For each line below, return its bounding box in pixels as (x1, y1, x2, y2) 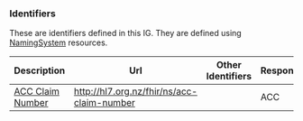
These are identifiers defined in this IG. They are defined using (9, 28, 242, 39)
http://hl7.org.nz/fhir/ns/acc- (73, 85, 198, 98)
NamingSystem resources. (9, 37, 108, 48)
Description (14, 64, 66, 77)
